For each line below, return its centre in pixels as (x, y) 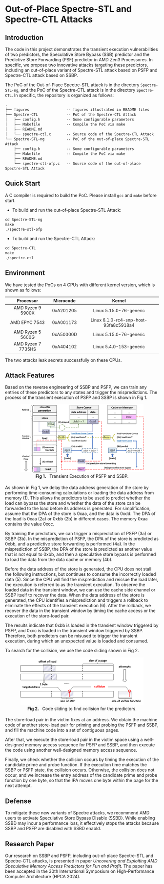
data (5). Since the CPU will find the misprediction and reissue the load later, (82, 579)
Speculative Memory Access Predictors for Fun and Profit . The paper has (79, 866)
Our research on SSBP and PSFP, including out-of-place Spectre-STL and (79, 856)
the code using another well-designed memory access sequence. (71, 750)
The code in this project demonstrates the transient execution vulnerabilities (82, 49)
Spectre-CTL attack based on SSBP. (41, 75)
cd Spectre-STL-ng (24, 220)
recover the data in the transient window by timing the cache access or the (80, 611)
